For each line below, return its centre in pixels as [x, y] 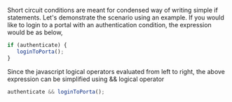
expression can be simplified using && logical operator [86, 79]
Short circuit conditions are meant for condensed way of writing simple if [113, 10]
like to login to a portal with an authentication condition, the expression [109, 25]
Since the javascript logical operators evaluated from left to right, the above [116, 71]
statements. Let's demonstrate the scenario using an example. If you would [116, 17]
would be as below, [35, 32]
